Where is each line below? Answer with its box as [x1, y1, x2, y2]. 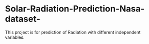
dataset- [5, 13, 40, 24]
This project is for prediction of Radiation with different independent [5, 29, 141, 35]
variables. [5, 34, 25, 40]
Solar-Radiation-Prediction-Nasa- [5, 3, 145, 14]
